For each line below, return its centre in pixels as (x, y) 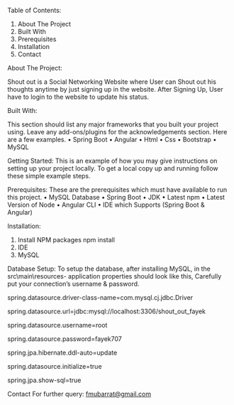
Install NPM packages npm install (66, 240)
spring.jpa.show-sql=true (44, 380)
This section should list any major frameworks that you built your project (113, 124)
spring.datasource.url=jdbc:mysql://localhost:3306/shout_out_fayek (106, 311)
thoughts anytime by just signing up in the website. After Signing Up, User (115, 89)
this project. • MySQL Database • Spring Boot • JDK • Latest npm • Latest (116, 197)
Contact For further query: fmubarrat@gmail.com (79, 394)
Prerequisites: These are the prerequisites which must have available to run (117, 190)
